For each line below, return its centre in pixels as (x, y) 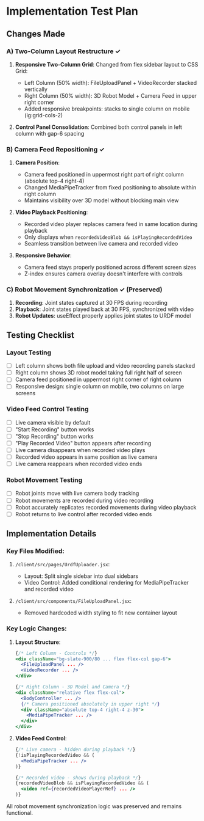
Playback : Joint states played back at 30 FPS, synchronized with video (104, 309)
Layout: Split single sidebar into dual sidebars (81, 576)
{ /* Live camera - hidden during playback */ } (75, 750)
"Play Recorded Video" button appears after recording (83, 443)
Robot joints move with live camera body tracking (77, 494)
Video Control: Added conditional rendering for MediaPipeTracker (106, 583)
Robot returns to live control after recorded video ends (83, 514)
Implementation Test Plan (72, 11)
